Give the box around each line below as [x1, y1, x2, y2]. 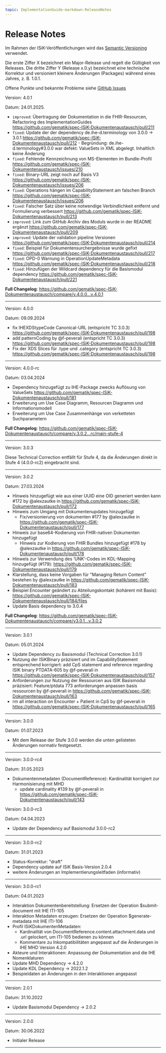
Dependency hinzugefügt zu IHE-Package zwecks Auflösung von [12, 384, 146, 390]
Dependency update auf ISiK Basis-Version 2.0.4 [12, 864, 112, 870]
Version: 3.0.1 [5, 632, 32, 638]
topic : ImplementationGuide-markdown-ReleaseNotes [5, 7, 112, 12]
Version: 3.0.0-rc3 [5, 806, 42, 812]
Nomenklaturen [12, 955, 44, 961]
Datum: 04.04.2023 [5, 815, 45, 821]
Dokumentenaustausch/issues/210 [12, 166, 83, 172]
